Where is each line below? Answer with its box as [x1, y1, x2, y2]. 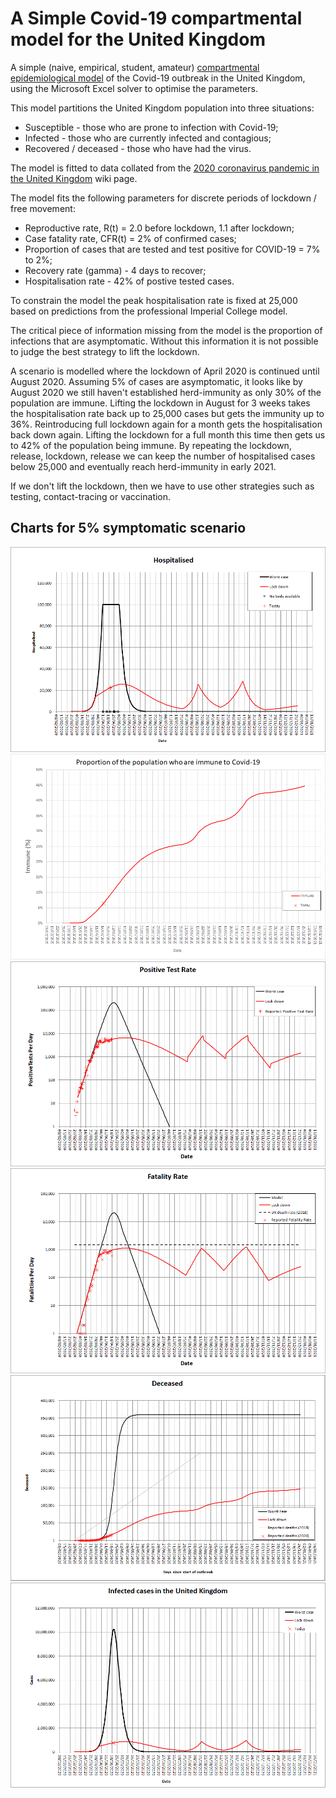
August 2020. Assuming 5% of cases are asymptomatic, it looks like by [10, 375, 303, 387]
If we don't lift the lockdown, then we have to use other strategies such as [10, 480, 315, 492]
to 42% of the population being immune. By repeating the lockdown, [10, 439, 292, 451]
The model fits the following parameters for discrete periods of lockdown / [10, 192, 317, 204]
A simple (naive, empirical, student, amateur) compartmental [10, 61, 260, 73]
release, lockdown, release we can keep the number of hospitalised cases [10, 450, 316, 462]
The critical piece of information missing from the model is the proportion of [10, 324, 323, 336]
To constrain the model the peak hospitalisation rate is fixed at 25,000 [10, 294, 298, 306]
